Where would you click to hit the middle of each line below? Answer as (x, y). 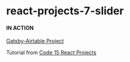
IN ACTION (20, 27)
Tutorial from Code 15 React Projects (52, 52)
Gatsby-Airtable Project (35, 41)
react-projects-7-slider (65, 11)
